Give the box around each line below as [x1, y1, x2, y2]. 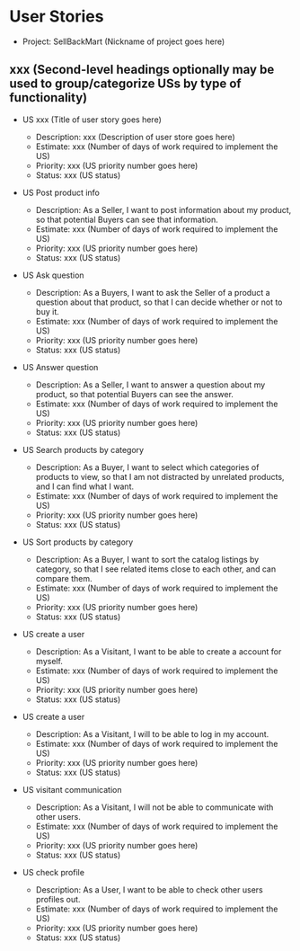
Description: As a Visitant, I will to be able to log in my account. [35, 728, 269, 739]
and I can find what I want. [35, 481, 135, 492]
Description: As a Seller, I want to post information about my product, [35, 204, 292, 215]
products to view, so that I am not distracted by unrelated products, [35, 471, 285, 482]
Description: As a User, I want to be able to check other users [35, 884, 263, 895]
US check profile [22, 867, 85, 877]
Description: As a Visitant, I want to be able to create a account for [35, 645, 282, 657]
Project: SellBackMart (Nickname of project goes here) [22, 36, 225, 47]
